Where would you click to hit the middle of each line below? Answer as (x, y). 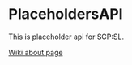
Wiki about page (36, 52)
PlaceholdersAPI (66, 14)
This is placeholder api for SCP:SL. (66, 37)
